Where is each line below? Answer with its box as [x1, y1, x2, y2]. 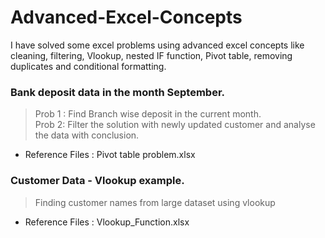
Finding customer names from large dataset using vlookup [34, 196, 276, 208]
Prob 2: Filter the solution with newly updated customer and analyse [34, 119, 316, 131]
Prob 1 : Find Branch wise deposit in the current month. [34, 108, 262, 120]
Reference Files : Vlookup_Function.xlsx [24, 216, 190, 228]
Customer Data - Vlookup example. [10, 174, 185, 188]
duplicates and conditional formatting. [10, 60, 167, 72]
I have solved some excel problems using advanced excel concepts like [10, 39, 305, 51]
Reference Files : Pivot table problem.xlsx [24, 149, 196, 161]
